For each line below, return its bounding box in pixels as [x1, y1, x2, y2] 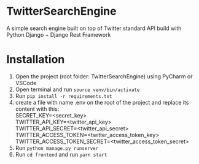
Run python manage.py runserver [15, 144, 99, 151]
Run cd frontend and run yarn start [15, 151, 107, 158]
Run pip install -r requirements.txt [15, 92, 112, 99]
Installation [6, 53, 65, 67]
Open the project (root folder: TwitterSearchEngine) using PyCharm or [15, 72, 193, 80]
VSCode [15, 79, 37, 86]
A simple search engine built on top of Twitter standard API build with [6, 24, 182, 32]
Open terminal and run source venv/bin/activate [15, 86, 140, 93]
